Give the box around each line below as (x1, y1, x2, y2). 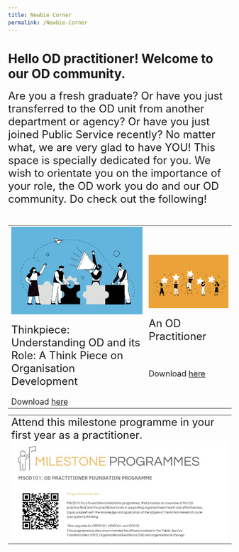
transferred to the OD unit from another (8, 102, 205, 116)
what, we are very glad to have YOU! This (8, 141, 216, 154)
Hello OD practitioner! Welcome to (8, 51, 213, 67)
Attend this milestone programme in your (11, 415, 215, 430)
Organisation (11, 361, 75, 376)
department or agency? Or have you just (8, 115, 210, 129)
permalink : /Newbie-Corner (8, 18, 88, 26)
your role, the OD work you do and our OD (8, 179, 219, 193)
